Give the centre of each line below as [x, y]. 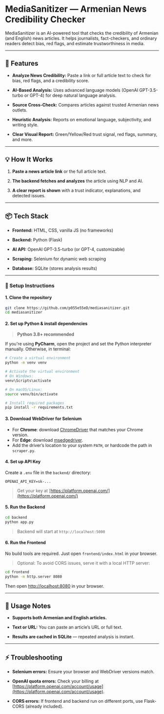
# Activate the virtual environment [42, 371]
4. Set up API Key [23, 462]
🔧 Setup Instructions [30, 286]
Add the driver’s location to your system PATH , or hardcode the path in [82, 445]
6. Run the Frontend [26, 543]
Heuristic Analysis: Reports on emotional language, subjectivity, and [82, 119]
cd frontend [17, 572]
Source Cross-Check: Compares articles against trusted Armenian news [85, 105]
